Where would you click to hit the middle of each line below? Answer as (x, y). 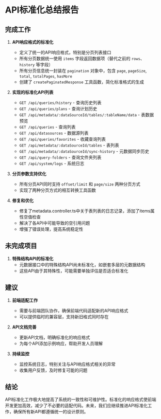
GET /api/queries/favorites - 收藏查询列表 (63, 139)
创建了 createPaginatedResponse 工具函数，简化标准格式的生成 (82, 82)
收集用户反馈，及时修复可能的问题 (53, 370)
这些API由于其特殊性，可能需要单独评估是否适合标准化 (74, 271)
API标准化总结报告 (42, 10)
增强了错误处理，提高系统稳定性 (51, 229)
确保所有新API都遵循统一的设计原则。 (51, 412)
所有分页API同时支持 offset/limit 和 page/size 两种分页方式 (80, 184)
